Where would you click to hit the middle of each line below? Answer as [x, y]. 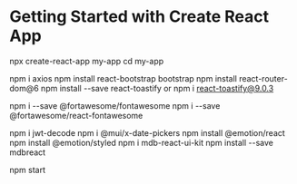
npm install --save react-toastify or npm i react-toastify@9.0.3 [157, 88]
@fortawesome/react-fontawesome [76, 115]
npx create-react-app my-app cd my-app [87, 61]
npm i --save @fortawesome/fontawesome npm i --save [115, 105]
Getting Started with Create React [139, 17]
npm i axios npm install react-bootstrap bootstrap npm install [124, 78]
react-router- [263, 78]
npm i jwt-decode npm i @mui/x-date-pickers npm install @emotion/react [148, 132]
